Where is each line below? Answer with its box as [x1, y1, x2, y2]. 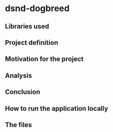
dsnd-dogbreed [5, 3, 70, 14]
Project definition [5, 38, 58, 46]
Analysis [5, 71, 32, 80]
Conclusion [5, 88, 41, 96]
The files [5, 120, 32, 129]
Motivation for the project [5, 55, 84, 63]
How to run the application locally [5, 104, 109, 113]
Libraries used [5, 22, 49, 30]
